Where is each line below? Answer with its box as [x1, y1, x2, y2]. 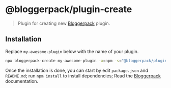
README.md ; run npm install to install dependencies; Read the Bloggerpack [5, 72, 161, 79]
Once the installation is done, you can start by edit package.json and [5, 67, 149, 73]
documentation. [5, 78, 39, 84]
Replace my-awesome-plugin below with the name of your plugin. [5, 48, 139, 54]
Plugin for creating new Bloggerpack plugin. [17, 20, 110, 26]
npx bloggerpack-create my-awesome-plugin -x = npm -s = [5, 58, 122, 63]
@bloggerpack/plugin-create [5, 4, 132, 15]
